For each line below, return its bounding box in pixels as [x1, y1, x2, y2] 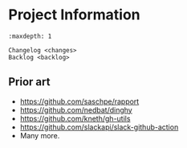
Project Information [8, 6, 140, 24]
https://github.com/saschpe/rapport [19, 97, 140, 106]
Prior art [8, 75, 51, 89]
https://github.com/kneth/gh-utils [19, 113, 131, 123]
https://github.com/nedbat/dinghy [19, 105, 132, 114]
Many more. [19, 130, 60, 140]
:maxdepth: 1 [8, 32, 52, 40]
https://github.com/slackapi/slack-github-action [19, 122, 179, 132]
